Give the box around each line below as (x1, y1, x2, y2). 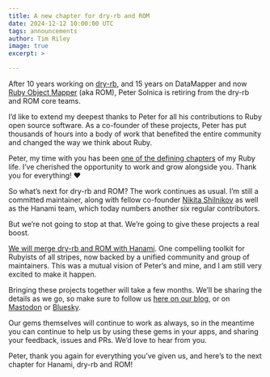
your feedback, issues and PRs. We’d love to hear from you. (8, 336, 208, 345)
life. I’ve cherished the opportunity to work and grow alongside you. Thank (8, 162, 257, 171)
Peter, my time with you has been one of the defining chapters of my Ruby (8, 153, 256, 163)
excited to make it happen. (8, 269, 97, 279)
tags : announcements (8, 27, 78, 35)
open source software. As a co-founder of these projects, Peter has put (8, 121, 247, 130)
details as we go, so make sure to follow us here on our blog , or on (8, 293, 230, 303)
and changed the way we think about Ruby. (8, 138, 153, 147)
